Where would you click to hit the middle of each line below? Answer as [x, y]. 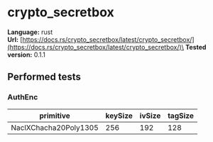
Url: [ [15, 39]
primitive [55, 116]
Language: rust [30, 32]
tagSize [181, 116]
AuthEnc [23, 97]
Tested [196, 47]
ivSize [150, 116]
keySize [119, 116]
